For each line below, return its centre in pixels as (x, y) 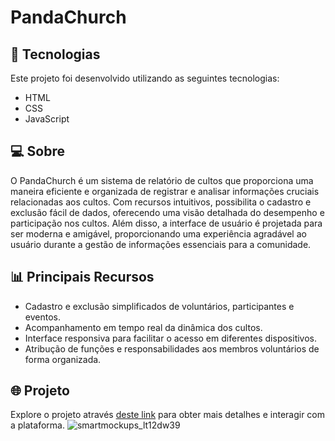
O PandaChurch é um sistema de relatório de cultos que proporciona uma (162, 180)
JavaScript (47, 119)
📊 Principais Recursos (82, 277)
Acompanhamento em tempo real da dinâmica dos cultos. (143, 327)
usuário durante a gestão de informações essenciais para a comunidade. (161, 244)
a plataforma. (37, 425)
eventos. (42, 317)
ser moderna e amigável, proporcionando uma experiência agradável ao (158, 233)
